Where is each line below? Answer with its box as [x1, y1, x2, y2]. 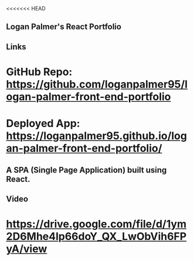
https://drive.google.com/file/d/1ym [6, 218, 186, 231]
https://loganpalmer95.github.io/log [6, 129, 188, 143]
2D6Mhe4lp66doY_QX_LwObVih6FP [6, 230, 187, 243]
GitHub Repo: [6, 65, 73, 78]
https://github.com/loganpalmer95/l [6, 77, 188, 91]
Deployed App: [6, 117, 80, 130]
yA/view [6, 242, 47, 256]
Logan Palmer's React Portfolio [6, 22, 122, 32]
